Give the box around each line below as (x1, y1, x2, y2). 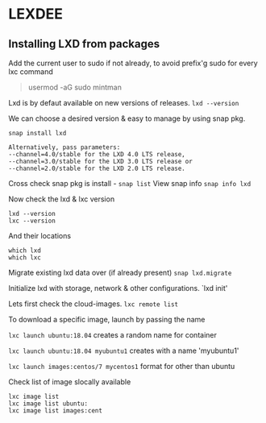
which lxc (8, 254, 42, 262)
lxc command (8, 67, 54, 77)
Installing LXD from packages (8, 37, 160, 51)
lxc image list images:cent (8, 407, 103, 415)
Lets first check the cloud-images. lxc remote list (8, 299, 179, 309)
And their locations (8, 231, 71, 240)
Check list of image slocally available (8, 377, 131, 387)
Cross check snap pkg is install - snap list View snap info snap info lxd (8, 179, 251, 188)
